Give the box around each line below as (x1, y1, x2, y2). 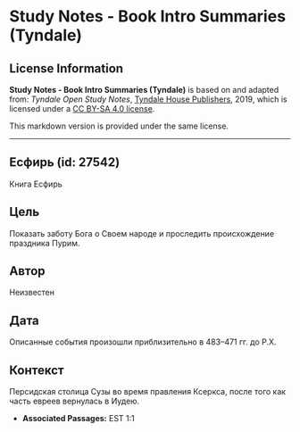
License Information (9, 61, 123, 76)
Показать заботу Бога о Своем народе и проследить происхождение (9, 228, 275, 238)
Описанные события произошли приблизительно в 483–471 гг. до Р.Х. (9, 336, 277, 347)
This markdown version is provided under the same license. (9, 120, 229, 131)
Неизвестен (9, 287, 55, 298)
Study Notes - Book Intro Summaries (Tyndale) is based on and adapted (9, 85, 279, 95)
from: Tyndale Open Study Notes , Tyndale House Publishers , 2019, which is (9, 94, 287, 104)
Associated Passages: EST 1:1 (21, 413, 136, 424)
